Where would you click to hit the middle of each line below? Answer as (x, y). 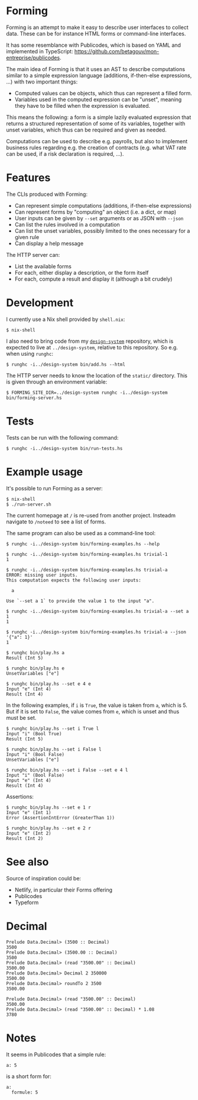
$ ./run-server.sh (29, 504)
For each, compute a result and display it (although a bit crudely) (93, 279)
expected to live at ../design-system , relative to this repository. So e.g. (92, 347)
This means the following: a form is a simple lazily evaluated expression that (99, 117)
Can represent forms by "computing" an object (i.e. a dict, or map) (95, 212)
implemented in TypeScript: (40, 51)
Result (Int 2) (25, 838)
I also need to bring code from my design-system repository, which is (90, 341)
